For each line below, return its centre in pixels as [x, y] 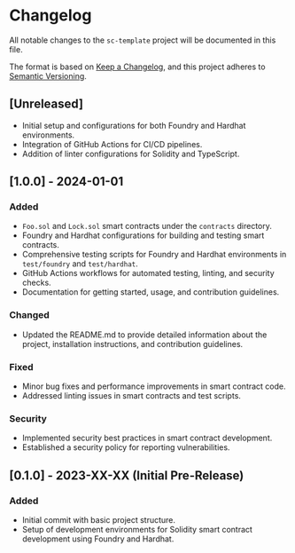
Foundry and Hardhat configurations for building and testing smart [143, 235]
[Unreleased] [47, 104]
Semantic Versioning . [48, 75]
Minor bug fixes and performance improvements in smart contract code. [154, 386]
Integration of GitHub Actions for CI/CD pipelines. [112, 144]
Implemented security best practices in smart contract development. [147, 438]
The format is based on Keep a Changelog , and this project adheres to [137, 67]
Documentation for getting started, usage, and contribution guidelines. [151, 292]
